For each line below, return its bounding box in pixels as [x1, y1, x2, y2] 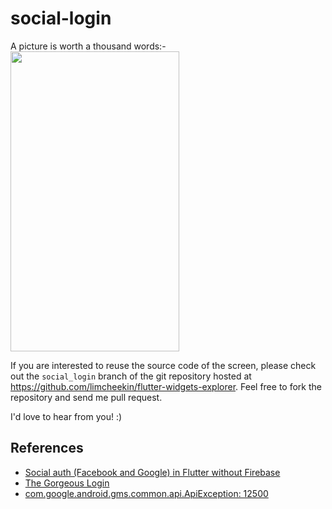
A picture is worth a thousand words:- [10, 40, 167, 52]
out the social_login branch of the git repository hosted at [10, 370, 252, 382]
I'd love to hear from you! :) [10, 410, 123, 422]
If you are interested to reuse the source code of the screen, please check [10, 359, 317, 371]
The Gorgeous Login [24, 477, 110, 489]
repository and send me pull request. [10, 391, 163, 403]
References [10, 440, 84, 457]
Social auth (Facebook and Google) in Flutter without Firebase [24, 466, 281, 478]
